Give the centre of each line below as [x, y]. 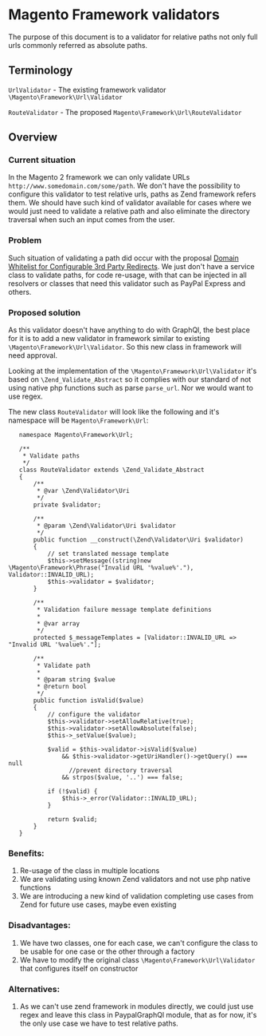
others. [20, 292]
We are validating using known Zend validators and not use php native [135, 879]
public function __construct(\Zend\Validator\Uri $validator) [139, 540]
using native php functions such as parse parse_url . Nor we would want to [131, 388]
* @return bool [62, 687]
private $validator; [67, 505]
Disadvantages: [39, 926]
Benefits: [27, 853]
